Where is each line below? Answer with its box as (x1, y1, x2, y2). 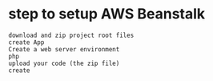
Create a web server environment (8, 45, 120, 53)
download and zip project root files (8, 31, 135, 39)
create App (8, 38, 45, 47)
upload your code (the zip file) (8, 59, 120, 67)
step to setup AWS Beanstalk (8, 5, 206, 23)
